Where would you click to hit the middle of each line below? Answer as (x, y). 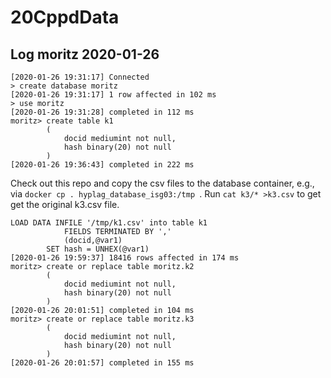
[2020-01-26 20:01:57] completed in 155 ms (102, 363)
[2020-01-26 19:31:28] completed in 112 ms (102, 112)
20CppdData (65, 17)
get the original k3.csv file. (65, 204)
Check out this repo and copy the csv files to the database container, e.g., (162, 183)
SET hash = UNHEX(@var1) (98, 249)
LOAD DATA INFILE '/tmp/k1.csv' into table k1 (109, 223)
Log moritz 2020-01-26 (85, 54)
